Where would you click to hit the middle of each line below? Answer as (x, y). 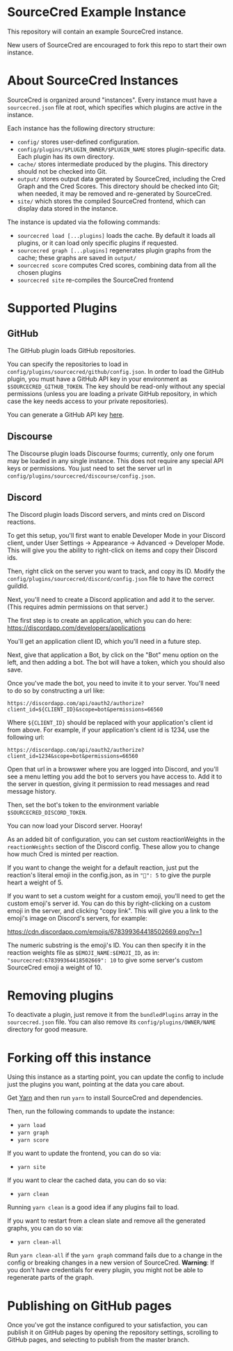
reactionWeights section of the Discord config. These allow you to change (113, 846)
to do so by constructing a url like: (56, 690)
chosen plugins (39, 272)
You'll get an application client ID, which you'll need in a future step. (104, 641)
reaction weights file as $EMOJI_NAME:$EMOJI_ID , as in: (83, 952)
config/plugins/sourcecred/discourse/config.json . (81, 476)
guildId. (18, 586)
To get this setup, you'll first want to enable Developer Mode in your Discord (116, 535)
